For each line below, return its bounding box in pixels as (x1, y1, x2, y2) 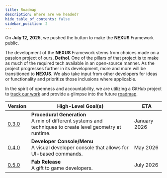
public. (5, 40, 19, 46)
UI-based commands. (31, 150, 83, 157)
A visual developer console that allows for (31, 144, 129, 151)
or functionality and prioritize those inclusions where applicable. (5, 76, 137, 82)
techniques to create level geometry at (31, 124, 121, 131)
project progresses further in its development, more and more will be (5, 66, 146, 72)
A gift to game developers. (31, 165, 93, 172)
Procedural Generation (31, 111, 86, 118)
